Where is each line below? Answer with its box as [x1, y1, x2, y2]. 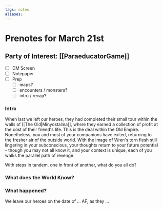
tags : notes [5, 7, 29, 12]
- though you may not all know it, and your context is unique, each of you [5, 147, 152, 153]
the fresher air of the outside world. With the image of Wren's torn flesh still [5, 137, 157, 143]
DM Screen [12, 65, 35, 71]
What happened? [5, 188, 47, 194]
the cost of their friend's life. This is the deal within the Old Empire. [5, 126, 140, 132]
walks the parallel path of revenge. [5, 152, 75, 159]
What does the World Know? [5, 174, 75, 181]
